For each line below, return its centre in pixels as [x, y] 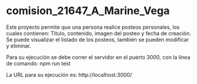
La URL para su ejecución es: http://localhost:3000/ [69, 75]
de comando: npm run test [38, 63]
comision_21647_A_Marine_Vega [88, 11]
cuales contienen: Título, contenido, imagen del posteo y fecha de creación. [99, 33]
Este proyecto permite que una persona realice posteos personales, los [93, 27]
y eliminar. [19, 46]
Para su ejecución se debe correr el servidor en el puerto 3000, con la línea [98, 57]
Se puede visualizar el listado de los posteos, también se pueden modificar [98, 39]
